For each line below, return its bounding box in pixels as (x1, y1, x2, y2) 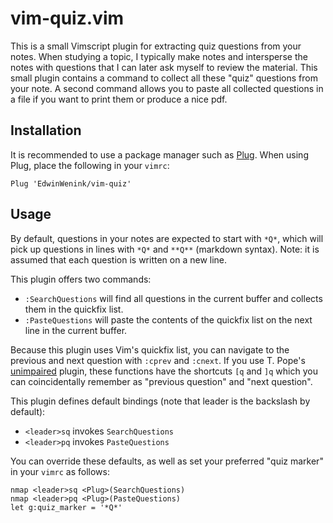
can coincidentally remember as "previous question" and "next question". (10, 375, 313, 387)
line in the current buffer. (24, 324, 128, 336)
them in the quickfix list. (24, 303, 124, 315)
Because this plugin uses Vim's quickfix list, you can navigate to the (10, 343, 290, 356)
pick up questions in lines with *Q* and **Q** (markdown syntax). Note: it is (10, 243, 320, 255)
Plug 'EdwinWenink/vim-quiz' (10, 178, 132, 189)
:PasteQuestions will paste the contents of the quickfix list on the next (24, 313, 313, 326)
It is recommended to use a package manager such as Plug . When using (10, 148, 309, 161)
